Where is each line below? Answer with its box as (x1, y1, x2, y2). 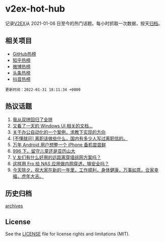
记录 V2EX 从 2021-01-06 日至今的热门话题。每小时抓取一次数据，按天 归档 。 (5, 20, 163, 26)
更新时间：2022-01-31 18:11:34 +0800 (5, 87, 81, 92)
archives (5, 203, 23, 209)
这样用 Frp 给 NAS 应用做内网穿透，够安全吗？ (12, 160, 109, 166)
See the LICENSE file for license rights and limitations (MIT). (5, 231, 130, 237)
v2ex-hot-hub (5, 3, 66, 15)
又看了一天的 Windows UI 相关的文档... (12, 123, 93, 129)
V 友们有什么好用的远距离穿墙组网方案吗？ (12, 154, 101, 160)
